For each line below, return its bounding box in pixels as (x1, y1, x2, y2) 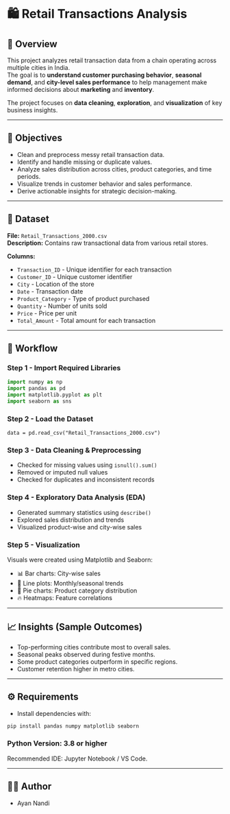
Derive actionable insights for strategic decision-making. (16, 187, 177, 195)
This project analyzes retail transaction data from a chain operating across (7, 56, 217, 64)
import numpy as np (7, 379, 63, 385)
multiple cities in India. (7, 64, 71, 71)
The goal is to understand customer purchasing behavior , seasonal (7, 71, 202, 79)
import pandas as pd (7, 385, 66, 392)
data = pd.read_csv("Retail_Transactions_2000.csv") (7, 430, 161, 437)
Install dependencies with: (16, 709, 91, 717)
